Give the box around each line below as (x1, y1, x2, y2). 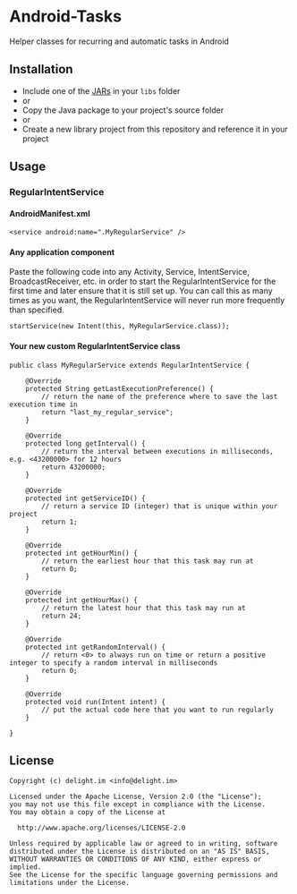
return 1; (41, 517, 78, 526)
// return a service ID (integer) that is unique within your (41, 501, 278, 511)
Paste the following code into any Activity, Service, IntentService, (9, 267, 250, 277)
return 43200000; (41, 463, 106, 472)
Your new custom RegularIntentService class (9, 341, 181, 352)
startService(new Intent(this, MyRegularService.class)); (9, 322, 230, 331)
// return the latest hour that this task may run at (41, 603, 246, 612)
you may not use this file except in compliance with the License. (9, 800, 267, 809)
